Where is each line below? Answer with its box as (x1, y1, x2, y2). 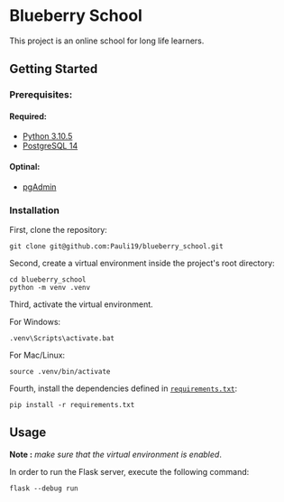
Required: (9, 110, 47, 122)
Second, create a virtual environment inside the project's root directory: (9, 257, 275, 268)
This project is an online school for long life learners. (9, 35, 205, 46)
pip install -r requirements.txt (9, 400, 135, 409)
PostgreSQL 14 (22, 141, 78, 152)
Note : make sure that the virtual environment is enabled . (9, 449, 223, 460)
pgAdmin (22, 181, 57, 192)
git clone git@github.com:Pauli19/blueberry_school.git (9, 241, 224, 251)
